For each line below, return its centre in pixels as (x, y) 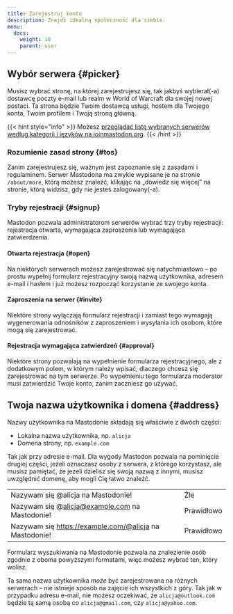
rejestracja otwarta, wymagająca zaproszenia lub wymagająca (96, 230)
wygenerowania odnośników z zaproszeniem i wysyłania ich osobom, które (115, 322)
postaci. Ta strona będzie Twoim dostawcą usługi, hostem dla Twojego (108, 106)
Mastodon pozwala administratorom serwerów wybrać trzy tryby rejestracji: (115, 223)
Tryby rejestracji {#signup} (54, 207)
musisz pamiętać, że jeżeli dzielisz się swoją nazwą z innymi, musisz (105, 471)
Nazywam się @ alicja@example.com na (76, 506)
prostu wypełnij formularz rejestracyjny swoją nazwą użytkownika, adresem (115, 276)
